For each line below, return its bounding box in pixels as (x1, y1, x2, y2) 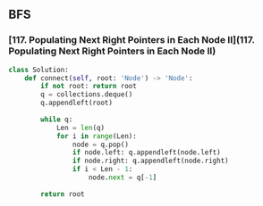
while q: (40, 115, 73, 124)
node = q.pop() (72, 140, 129, 149)
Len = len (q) (55, 123, 105, 132)
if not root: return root (40, 82, 138, 91)
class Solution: (8, 65, 69, 74)
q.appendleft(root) (40, 98, 114, 108)
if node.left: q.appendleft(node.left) (72, 148, 221, 157)
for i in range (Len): (55, 131, 138, 141)
